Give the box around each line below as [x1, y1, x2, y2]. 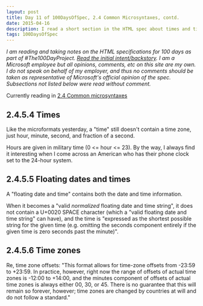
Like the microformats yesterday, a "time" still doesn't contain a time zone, [6, 125, 192, 133]
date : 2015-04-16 [6, 20, 50, 26]
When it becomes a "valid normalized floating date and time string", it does [6, 202, 193, 209]
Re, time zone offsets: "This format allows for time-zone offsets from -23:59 [6, 261, 195, 268]
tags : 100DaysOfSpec [6, 32, 59, 38]
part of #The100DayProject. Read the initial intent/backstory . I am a [6, 55, 175, 62]
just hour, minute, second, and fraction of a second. [6, 131, 135, 139]
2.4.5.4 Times [6, 110, 60, 120]
